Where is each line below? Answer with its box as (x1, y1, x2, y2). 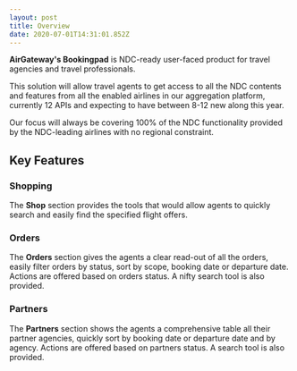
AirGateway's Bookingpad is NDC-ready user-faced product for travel (9, 55, 271, 65)
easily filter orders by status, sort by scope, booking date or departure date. (9, 261, 289, 273)
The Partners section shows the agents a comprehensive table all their (9, 323, 271, 333)
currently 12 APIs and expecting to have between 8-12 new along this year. (9, 100, 284, 111)
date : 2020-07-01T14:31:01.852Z (9, 30, 130, 38)
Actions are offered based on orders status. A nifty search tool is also (9, 271, 266, 282)
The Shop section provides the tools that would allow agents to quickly (9, 200, 271, 211)
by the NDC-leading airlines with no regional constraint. (9, 127, 215, 138)
